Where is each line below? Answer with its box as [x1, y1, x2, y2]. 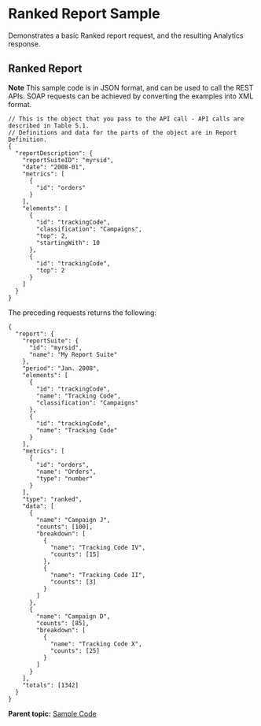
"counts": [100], [36, 523, 93, 531]
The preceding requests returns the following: [8, 308, 157, 317]
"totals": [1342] [22, 681, 79, 689]
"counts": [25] [50, 646, 101, 654]
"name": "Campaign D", [36, 612, 111, 620]
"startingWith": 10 [36, 239, 101, 246]
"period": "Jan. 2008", [22, 364, 101, 372]
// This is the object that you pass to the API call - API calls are [8, 115, 244, 123]
